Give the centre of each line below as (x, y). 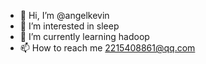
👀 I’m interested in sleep (69, 26)
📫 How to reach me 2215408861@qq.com (107, 48)
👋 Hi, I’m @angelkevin (64, 15)
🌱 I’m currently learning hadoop (84, 36)
